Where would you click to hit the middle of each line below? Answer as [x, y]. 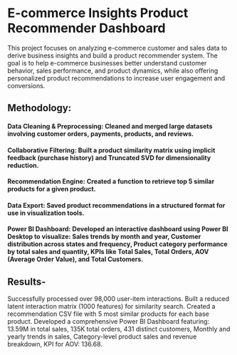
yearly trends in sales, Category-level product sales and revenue [102, 337]
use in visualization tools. [46, 213]
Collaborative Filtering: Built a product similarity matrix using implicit [111, 150]
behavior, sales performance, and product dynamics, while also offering [113, 70]
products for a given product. [52, 189]
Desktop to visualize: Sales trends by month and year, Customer [104, 237]
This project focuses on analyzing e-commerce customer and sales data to [117, 48]
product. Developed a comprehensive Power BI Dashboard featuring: [109, 322]
